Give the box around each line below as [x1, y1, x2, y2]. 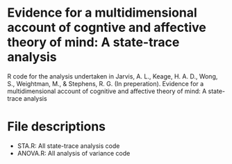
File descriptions [7, 119, 106, 135]
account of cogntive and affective [7, 19, 206, 35]
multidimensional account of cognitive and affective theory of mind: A [7, 87, 207, 95]
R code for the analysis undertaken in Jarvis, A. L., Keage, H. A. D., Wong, [7, 72, 218, 81]
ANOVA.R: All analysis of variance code [17, 149, 131, 157]
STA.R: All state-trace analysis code [17, 141, 120, 150]
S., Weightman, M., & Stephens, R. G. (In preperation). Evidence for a [7, 79, 204, 88]
